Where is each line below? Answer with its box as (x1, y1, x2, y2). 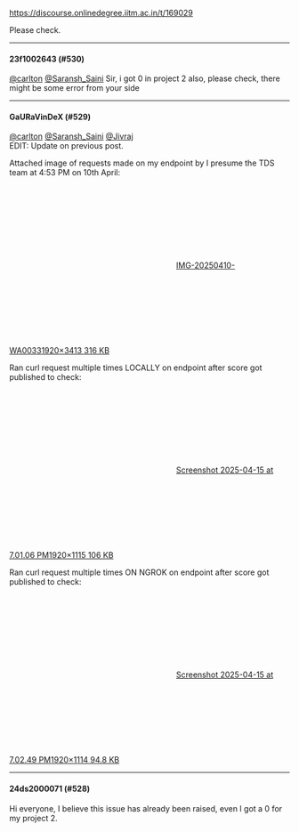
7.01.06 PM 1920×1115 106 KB (9, 550, 114, 561)
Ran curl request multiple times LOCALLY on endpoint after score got (9, 362, 263, 373)
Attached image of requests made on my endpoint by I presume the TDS (9, 158, 275, 168)
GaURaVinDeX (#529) (9, 111, 92, 122)
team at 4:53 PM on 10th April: (9, 167, 121, 178)
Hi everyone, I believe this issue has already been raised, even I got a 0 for (9, 803, 283, 813)
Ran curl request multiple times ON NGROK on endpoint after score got (9, 567, 270, 578)
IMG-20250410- (176, 260, 236, 271)
